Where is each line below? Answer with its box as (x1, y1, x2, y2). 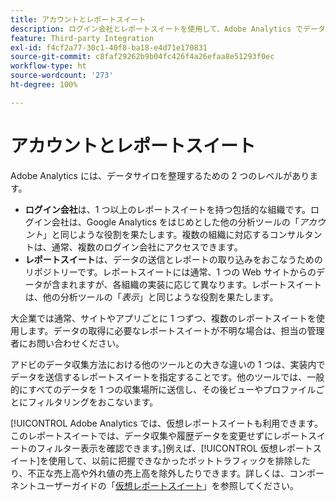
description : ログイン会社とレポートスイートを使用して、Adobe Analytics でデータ (10, 24, 326, 34)
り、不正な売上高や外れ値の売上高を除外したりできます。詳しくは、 (10, 467, 290, 479)
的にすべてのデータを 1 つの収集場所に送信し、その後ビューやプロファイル (10, 383, 317, 395)
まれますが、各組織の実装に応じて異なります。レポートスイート (59, 278, 323, 290)
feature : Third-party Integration (10, 33, 155, 43)
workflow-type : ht (10, 61, 87, 71)
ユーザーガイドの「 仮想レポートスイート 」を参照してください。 (36, 479, 299, 491)
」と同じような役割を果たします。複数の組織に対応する (42, 228, 270, 240)
